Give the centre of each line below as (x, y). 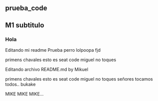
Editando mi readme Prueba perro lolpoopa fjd (53, 50)
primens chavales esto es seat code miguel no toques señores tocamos (79, 79)
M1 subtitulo (25, 25)
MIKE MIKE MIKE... (24, 94)
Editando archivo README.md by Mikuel (47, 70)
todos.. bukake (20, 85)
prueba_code (26, 8)
